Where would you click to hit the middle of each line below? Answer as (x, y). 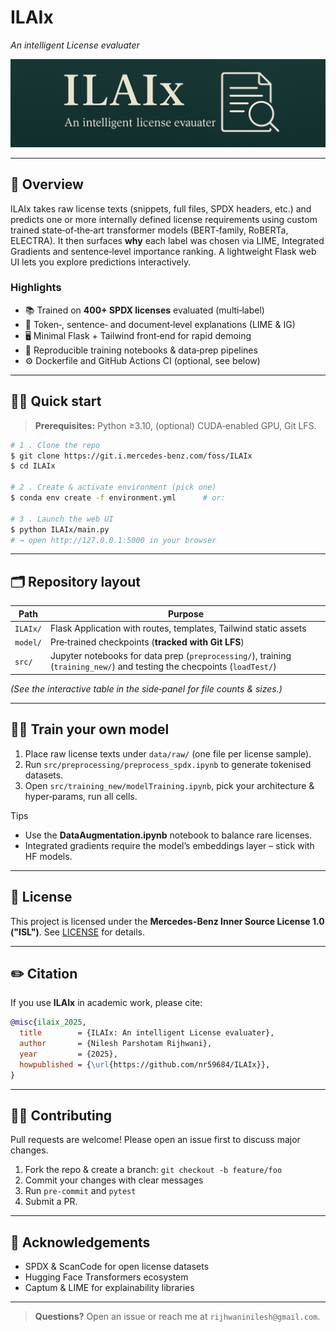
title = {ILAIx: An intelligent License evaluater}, (147, 1033)
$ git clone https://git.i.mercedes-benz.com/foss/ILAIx (131, 456)
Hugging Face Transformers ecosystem (106, 1277)
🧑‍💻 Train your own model (90, 729)
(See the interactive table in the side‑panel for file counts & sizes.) (146, 688)
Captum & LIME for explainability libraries (109, 1288)
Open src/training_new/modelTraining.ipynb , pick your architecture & (169, 785)
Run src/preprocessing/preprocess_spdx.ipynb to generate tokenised (168, 764)
